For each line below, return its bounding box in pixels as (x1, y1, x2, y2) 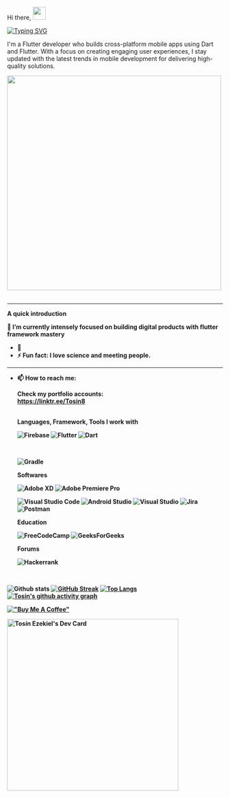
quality (7, 62, 27, 70)
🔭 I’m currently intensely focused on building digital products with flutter (7, 323, 218, 331)
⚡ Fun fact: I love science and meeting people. (16, 351, 151, 359)
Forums (16, 545, 40, 553)
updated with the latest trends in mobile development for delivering (7, 55, 196, 62)
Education (16, 518, 47, 526)
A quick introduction (7, 310, 67, 317)
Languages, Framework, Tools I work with (16, 418, 139, 426)
